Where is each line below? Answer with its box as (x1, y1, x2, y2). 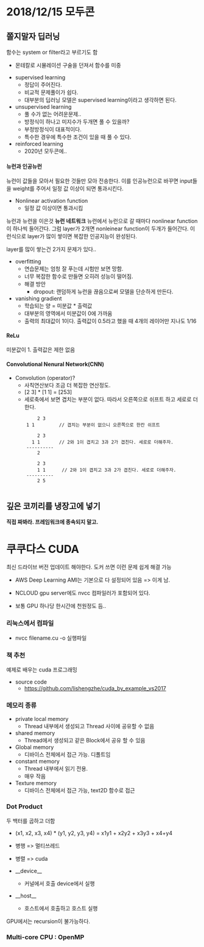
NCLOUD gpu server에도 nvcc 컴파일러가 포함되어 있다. (15, 590, 150, 597)
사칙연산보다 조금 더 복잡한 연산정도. (24, 381, 111, 389)
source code (15, 678, 47, 686)
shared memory (15, 729, 55, 737)
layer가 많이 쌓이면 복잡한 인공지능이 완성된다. (27, 233, 138, 240)
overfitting (15, 258, 41, 265)
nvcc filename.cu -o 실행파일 (15, 634, 87, 642)
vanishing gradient (15, 295, 62, 302)
